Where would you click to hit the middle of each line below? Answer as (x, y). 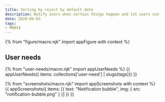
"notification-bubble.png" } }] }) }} (40, 94)
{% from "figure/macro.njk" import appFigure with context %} (68, 42)
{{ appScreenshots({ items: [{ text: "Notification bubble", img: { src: (73, 89)
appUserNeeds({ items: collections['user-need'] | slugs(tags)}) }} (71, 74)
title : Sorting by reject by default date (49, 10)
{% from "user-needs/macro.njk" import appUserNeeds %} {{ (68, 69)
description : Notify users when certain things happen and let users (78, 14)
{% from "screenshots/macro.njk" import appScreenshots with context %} (80, 83)
